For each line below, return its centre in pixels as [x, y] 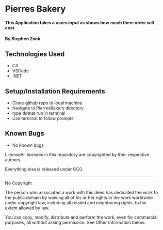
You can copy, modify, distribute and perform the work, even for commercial [81, 217]
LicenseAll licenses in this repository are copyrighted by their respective [77, 154]
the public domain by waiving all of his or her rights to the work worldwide [79, 198]
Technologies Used [35, 54]
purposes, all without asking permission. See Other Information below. [75, 222]
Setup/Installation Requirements [55, 91]
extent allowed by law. [27, 208]
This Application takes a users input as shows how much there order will [80, 22]
